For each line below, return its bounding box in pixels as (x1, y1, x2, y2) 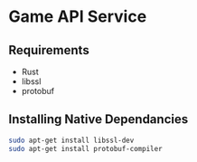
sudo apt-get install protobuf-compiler (8, 144, 164, 153)
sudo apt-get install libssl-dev (8, 136, 135, 145)
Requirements (8, 43, 89, 58)
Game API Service (8, 6, 147, 27)
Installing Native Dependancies (8, 111, 189, 128)
